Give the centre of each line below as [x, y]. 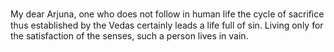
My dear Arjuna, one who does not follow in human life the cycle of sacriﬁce [167, 14]
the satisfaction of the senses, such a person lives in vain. [129, 36]
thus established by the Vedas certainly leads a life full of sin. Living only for [167, 25]
